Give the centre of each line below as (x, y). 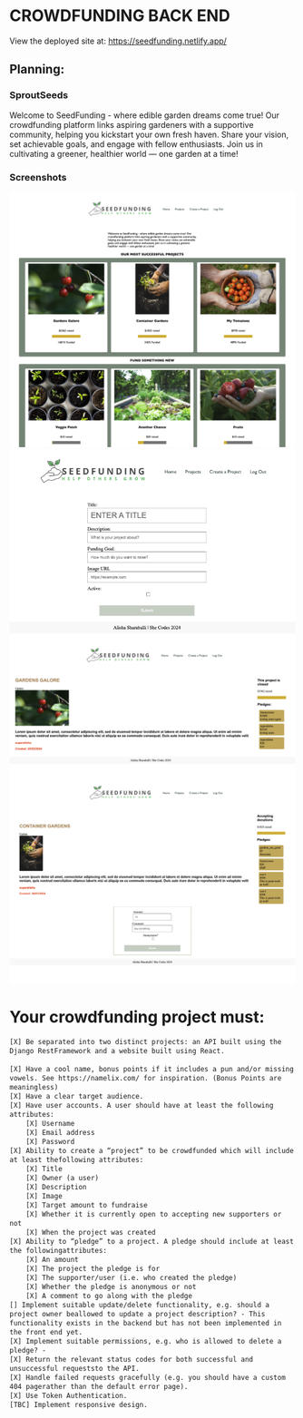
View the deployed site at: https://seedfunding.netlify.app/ (118, 41)
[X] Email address (60, 1133)
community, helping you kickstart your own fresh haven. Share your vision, (149, 134)
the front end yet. (46, 1333)
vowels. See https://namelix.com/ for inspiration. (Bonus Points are (146, 1079)
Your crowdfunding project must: (137, 1017)
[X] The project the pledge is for (93, 1269)
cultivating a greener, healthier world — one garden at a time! (124, 153)
